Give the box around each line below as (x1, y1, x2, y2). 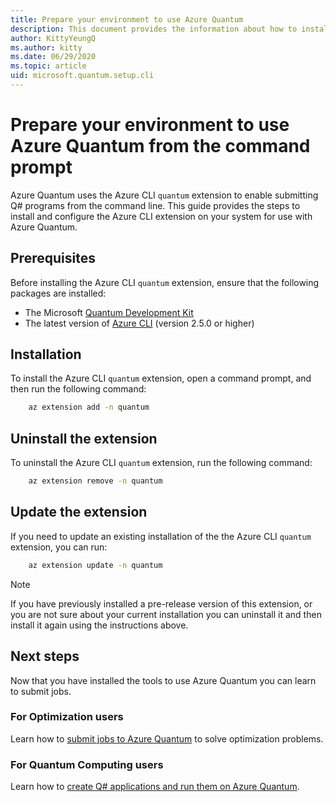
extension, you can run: (10, 541, 108, 553)
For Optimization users (10, 710, 124, 724)
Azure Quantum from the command (10, 135, 311, 158)
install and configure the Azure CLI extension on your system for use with (10, 210, 313, 222)
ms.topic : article (10, 61, 87, 71)
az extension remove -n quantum (28, 476, 163, 486)
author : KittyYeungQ (10, 33, 97, 43)
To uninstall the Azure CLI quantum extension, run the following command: (10, 457, 313, 469)
